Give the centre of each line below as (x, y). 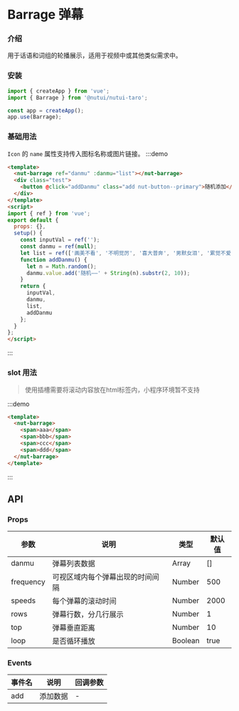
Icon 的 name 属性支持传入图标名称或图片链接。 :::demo (88, 153)
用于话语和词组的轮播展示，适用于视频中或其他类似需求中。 (95, 56)
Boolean (186, 640)
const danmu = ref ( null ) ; (59, 246)
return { (33, 286)
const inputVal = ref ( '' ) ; (60, 240)
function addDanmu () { (54, 260)
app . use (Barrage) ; (34, 117)
